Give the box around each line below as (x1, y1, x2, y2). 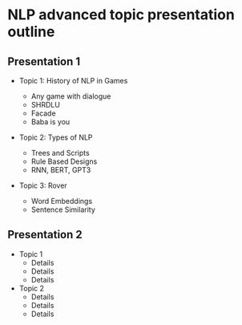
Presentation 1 (7, 55, 81, 68)
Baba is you (30, 117, 71, 126)
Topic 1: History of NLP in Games (18, 76, 128, 85)
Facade (30, 108, 57, 118)
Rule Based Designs (30, 156, 98, 166)
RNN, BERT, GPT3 (30, 165, 91, 174)
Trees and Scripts (30, 148, 90, 157)
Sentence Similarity (30, 205, 95, 214)
